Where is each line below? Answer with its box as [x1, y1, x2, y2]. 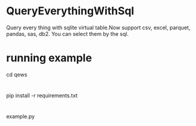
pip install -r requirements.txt [6, 92, 78, 99]
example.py [6, 113, 35, 120]
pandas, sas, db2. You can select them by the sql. [6, 30, 129, 37]
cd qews [6, 70, 27, 78]
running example [6, 51, 93, 65]
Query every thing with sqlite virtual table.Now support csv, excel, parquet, [6, 24, 191, 31]
